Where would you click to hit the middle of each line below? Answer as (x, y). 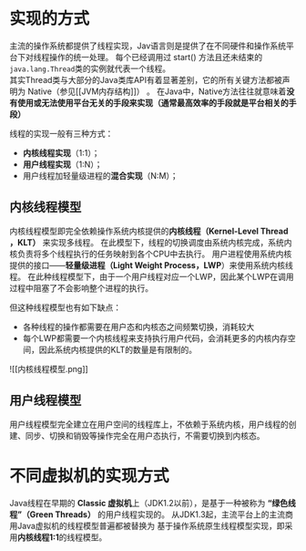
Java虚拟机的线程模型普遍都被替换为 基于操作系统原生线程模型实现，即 (151, 525)
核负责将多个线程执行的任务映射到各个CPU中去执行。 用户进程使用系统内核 (151, 254)
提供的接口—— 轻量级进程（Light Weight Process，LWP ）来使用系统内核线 (151, 265)
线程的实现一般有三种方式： (61, 133)
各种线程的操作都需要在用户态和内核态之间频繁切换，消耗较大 (138, 327)
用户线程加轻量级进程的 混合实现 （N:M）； (101, 175)
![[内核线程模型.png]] (49, 369)
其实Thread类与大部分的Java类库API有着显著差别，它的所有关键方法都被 (146, 79)
